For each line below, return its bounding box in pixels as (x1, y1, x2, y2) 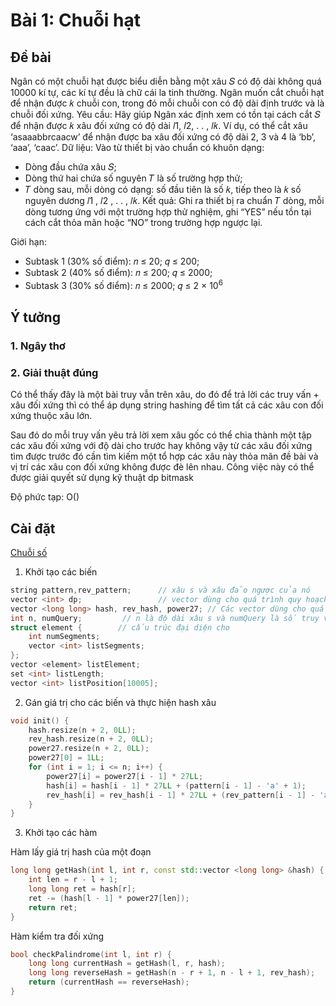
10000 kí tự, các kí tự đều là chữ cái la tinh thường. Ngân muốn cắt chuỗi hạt (10, 87, 325, 98)
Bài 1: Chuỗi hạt (10, 9, 141, 32)
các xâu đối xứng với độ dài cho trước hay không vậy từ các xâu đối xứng (10, 440, 313, 452)
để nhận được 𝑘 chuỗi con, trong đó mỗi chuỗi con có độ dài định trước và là (10, 97, 325, 109)
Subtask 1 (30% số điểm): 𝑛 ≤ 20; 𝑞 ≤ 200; (24, 255, 200, 267)
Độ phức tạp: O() (10, 491, 80, 503)
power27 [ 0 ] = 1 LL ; (28, 753, 105, 763)
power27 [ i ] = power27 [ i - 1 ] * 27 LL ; (46, 771, 204, 781)
